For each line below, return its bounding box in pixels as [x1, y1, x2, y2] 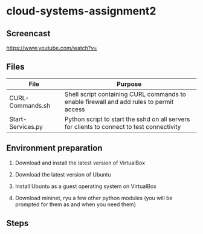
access [64, 105, 86, 113]
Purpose [117, 80, 142, 88]
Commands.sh [9, 101, 51, 109]
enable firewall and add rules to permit [64, 97, 174, 106]
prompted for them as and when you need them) [14, 201, 136, 208]
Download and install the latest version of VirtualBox [14, 159, 146, 166]
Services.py [9, 122, 43, 131]
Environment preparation [6, 143, 103, 154]
